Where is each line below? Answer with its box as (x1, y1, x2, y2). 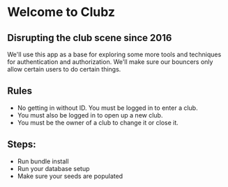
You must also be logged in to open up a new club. (17, 111, 163, 119)
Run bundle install (17, 157, 69, 165)
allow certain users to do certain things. (7, 65, 121, 73)
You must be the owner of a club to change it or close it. (17, 118, 179, 127)
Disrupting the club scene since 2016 (7, 32, 172, 44)
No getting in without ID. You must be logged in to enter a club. (17, 104, 198, 112)
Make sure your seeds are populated (17, 172, 123, 180)
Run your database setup (17, 164, 90, 172)
